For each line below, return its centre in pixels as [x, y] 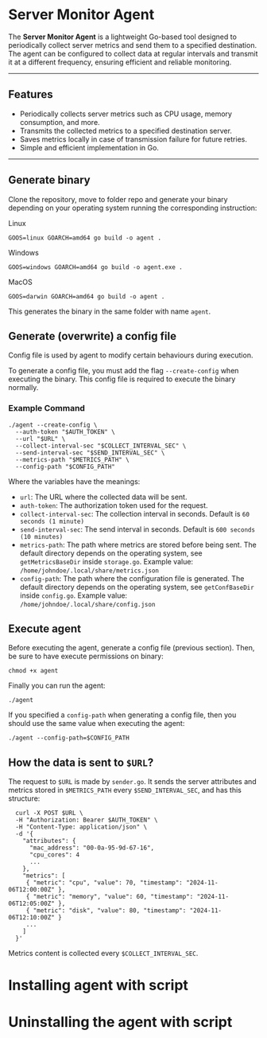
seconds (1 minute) [52, 521]
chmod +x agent [33, 671]
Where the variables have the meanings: [74, 481]
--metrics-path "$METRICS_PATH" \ [72, 459]
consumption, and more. [60, 122]
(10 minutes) [41, 537]
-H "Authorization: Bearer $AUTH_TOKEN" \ [87, 820]
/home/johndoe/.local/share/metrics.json [89, 571]
